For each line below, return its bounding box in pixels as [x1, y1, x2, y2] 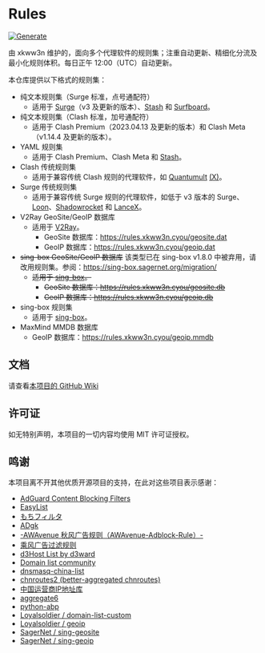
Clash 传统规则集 [19, 162, 76, 171]
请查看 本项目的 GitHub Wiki [8, 381, 98, 390]
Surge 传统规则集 [19, 182, 78, 191]
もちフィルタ [19, 512, 62, 522]
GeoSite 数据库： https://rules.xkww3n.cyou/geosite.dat [43, 232, 227, 241]
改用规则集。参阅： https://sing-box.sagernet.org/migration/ [19, 262, 218, 272]
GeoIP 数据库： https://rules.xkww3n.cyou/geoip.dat [43, 242, 215, 252]
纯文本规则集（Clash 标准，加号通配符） [19, 111, 154, 121]
